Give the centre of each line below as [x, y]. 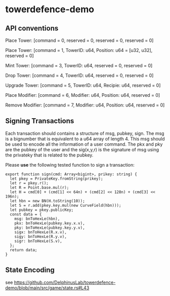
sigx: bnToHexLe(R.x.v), [41, 232]
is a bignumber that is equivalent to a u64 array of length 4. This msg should [85, 139]
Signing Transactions [40, 121]
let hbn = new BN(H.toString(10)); [47, 201]
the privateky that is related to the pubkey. [49, 155]
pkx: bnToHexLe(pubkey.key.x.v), [50, 223]
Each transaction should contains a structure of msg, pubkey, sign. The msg [85, 133]
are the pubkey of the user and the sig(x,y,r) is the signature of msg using [82, 149]
